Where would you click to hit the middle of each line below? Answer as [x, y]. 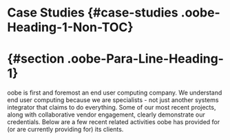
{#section [36, 59]
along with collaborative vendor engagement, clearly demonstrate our [106, 114]
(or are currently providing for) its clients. [65, 130]
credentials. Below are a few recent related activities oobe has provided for [114, 122]
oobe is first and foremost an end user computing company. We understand [115, 93]
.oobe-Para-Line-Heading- [145, 59]
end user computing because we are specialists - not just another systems [113, 100]
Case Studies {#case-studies [93, 13]
